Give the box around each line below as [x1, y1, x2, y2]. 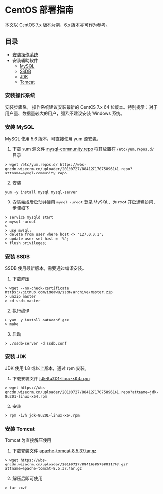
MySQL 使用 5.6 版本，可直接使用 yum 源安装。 [5, 136, 101, 142]
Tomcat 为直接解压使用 [5, 437, 52, 443]
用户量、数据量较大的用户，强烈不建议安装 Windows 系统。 [5, 110, 125, 116]
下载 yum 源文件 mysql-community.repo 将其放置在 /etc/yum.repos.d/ [12, 146, 154, 152]
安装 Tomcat [5, 425, 35, 432]
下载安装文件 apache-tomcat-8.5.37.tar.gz [12, 448, 97, 454]
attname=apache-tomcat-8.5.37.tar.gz [5, 466, 82, 471]
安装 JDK [5, 353, 27, 360]
